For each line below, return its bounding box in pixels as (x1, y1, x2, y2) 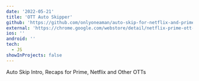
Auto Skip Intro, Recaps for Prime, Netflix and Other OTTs (6, 68, 146, 75)
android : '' (6, 36, 36, 42)
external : (6, 25, 31, 31)
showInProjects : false (6, 52, 62, 58)
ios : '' (6, 31, 25, 36)
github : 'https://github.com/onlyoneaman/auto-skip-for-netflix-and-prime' (6, 19, 197, 25)
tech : (6, 42, 20, 48)
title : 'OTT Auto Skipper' (6, 14, 73, 20)
